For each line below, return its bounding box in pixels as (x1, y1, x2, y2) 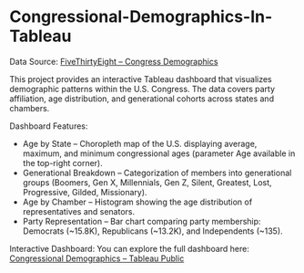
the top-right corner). (22, 157, 103, 168)
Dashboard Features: (9, 121, 88, 131)
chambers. (9, 102, 50, 113)
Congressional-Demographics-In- (9, 6, 273, 27)
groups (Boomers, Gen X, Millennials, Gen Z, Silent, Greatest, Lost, (22, 176, 272, 188)
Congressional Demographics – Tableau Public (9, 253, 185, 264)
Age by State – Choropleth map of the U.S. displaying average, (22, 138, 258, 149)
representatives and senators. (22, 205, 136, 216)
